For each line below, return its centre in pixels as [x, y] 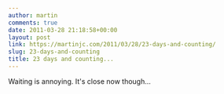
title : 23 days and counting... [61, 60]
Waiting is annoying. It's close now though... [80, 81]
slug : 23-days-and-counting [54, 52]
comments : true [33, 23]
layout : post [29, 37]
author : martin [33, 15]
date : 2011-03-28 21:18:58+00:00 [63, 30]
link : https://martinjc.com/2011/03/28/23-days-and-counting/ [112, 45]
